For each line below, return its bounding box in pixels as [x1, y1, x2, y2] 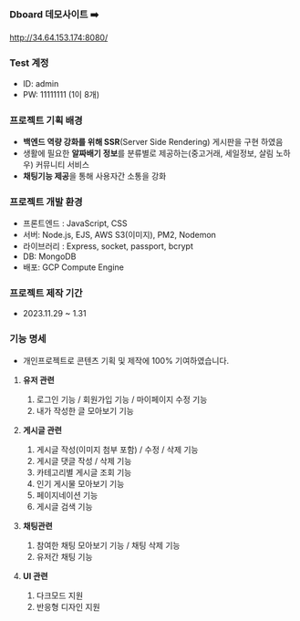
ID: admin [22, 78, 59, 88]
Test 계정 [9, 57, 49, 69]
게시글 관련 [22, 424, 62, 435]
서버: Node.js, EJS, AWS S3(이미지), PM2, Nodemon [22, 230, 217, 241]
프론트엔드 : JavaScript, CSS [22, 218, 128, 229]
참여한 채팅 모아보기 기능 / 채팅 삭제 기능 [36, 540, 181, 551]
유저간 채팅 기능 [36, 551, 93, 562]
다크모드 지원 [36, 590, 84, 601]
